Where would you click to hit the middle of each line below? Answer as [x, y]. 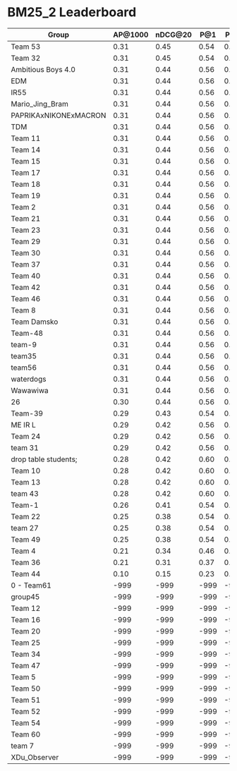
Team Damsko [35, 322]
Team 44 [26, 573]
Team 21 [26, 218]
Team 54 [26, 722]
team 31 [25, 447]
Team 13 [26, 482]
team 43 [25, 493]
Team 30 [26, 253]
